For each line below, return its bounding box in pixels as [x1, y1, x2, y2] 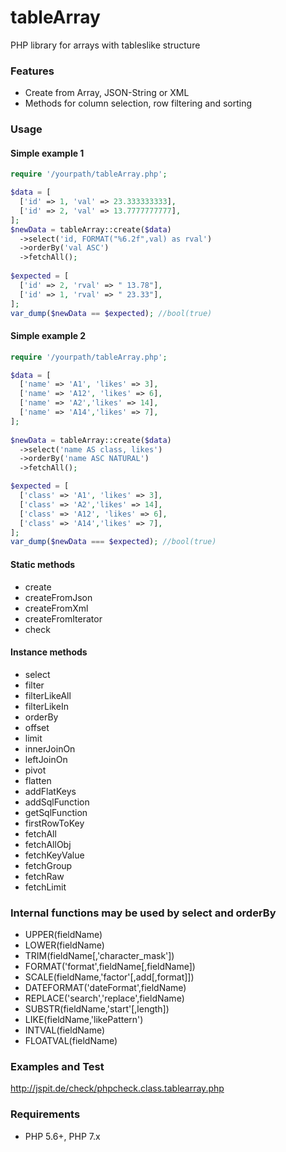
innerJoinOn [24, 742, 76, 755]
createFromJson [24, 591, 93, 603]
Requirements [10, 1107, 81, 1121]
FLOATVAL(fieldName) [24, 1035, 118, 1047]
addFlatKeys [24, 785, 77, 797]
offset [24, 721, 50, 733]
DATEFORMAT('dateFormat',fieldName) [24, 982, 187, 994]
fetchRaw [24, 870, 65, 882]
